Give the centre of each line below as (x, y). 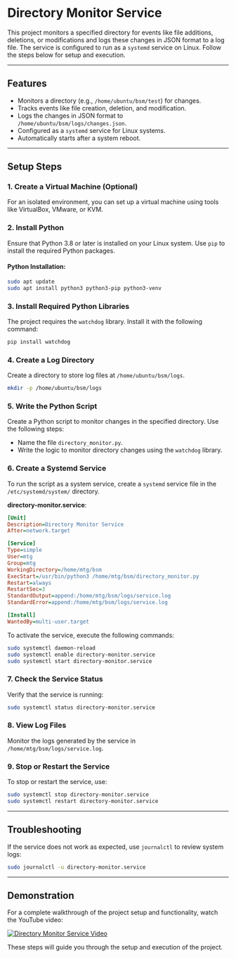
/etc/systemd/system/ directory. (53, 491)
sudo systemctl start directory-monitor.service (80, 661)
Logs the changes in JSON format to (70, 115)
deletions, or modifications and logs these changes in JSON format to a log (116, 39)
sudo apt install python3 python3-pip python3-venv (84, 288)
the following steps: (36, 429)
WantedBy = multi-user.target (48, 622)
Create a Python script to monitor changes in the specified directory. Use (113, 422)
